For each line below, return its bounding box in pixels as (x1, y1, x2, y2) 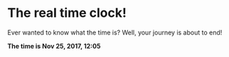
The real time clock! (7, 5, 127, 21)
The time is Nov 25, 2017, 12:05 (7, 42, 101, 50)
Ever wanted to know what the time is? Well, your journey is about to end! (7, 28, 223, 37)
